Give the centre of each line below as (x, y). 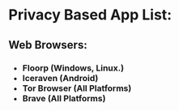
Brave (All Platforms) (64, 98)
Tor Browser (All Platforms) (77, 88)
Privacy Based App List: (90, 15)
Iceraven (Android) (60, 78)
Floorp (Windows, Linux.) (73, 68)
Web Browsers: (48, 45)
